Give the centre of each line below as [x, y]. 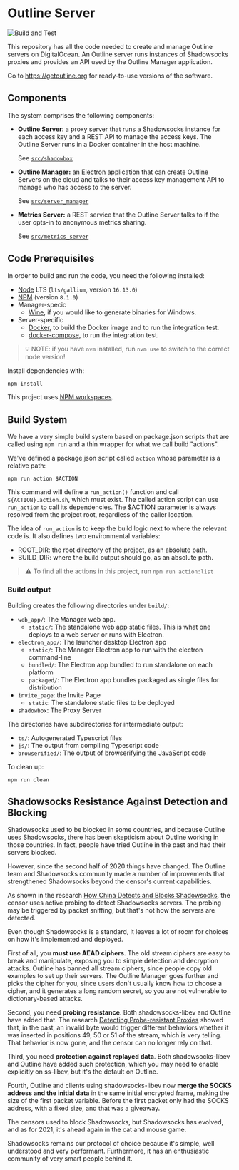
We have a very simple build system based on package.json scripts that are [118, 437]
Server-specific [41, 319]
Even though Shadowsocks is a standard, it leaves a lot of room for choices [118, 932]
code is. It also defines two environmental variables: [84, 536]
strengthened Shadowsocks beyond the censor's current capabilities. [110, 881]
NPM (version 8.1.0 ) [48, 297]
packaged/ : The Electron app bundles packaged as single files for [124, 679]
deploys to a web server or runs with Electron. [96, 634]
